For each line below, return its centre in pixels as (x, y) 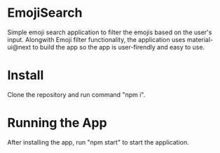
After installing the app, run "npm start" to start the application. (98, 142)
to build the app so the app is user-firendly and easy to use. (119, 47)
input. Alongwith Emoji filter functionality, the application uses (96, 39)
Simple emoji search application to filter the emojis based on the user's (110, 32)
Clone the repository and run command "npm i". (76, 94)
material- (200, 39)
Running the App (57, 123)
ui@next (19, 47)
